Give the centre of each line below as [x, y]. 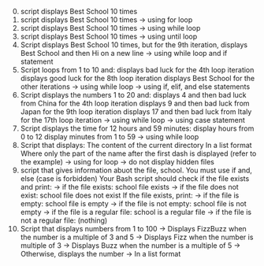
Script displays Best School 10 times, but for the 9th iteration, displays [134, 45]
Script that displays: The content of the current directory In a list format [136, 145]
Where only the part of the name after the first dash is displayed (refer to [138, 153]
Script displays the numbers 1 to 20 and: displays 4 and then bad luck [133, 95]
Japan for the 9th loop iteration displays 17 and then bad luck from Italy [136, 112]
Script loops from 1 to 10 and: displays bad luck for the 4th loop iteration [137, 70]
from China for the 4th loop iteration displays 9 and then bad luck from [135, 103]
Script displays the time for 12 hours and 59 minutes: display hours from [137, 128]
